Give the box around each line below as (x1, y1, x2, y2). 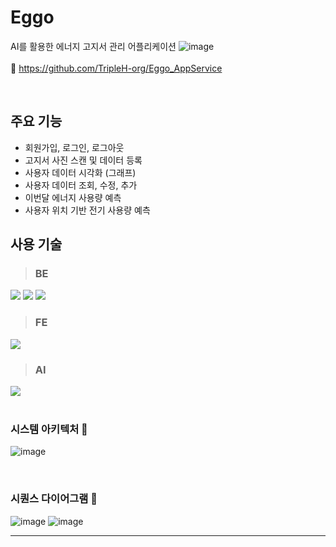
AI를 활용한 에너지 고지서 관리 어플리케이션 (10, 40, 177, 52)
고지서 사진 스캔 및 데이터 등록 (24, 154, 143, 166)
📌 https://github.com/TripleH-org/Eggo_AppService (10, 62, 223, 74)
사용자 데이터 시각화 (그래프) (24, 166, 137, 178)
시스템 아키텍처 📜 (10, 422, 88, 436)
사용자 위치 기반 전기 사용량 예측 (24, 204, 151, 216)
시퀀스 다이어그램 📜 (10, 492, 98, 506)
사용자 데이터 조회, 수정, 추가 (24, 179, 138, 191)
